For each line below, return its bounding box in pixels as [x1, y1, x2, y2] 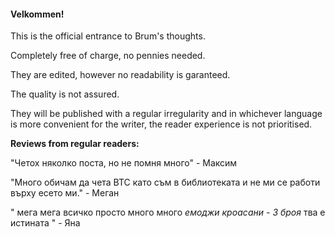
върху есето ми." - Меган [10, 187, 120, 199]
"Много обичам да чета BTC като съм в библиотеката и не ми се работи [10, 176, 321, 189]
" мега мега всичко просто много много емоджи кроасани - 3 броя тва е [10, 206, 326, 219]
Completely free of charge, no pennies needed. [10, 50, 206, 62]
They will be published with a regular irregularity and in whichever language [10, 108, 323, 120]
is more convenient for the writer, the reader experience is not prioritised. [10, 118, 313, 130]
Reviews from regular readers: [10, 138, 140, 150]
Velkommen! [10, 8, 65, 20]
